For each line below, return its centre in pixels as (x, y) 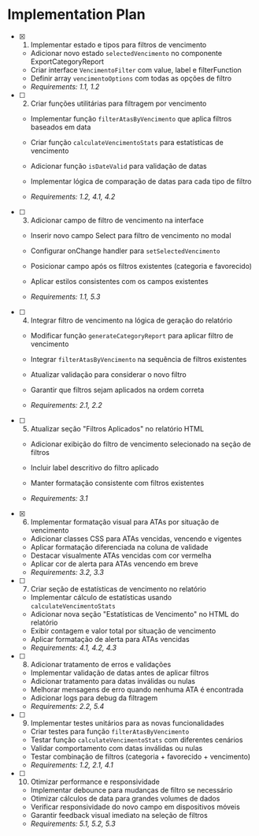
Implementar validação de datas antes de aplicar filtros (120, 673)
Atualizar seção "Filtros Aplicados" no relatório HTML (117, 428)
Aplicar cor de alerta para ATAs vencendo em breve (114, 564)
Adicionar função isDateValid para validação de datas (118, 166)
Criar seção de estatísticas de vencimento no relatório (118, 588)
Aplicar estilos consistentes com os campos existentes (120, 281)
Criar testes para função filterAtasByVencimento (110, 731)
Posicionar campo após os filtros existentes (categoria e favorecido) (141, 266)
